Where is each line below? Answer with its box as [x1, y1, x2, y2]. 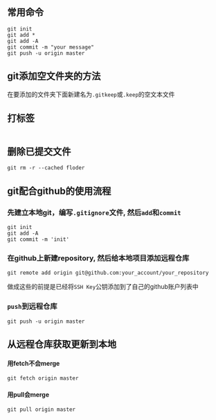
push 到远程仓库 [7, 301, 57, 311]
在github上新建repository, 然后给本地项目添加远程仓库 [7, 253, 190, 262]
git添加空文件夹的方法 [7, 70, 101, 82]
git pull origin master [7, 406, 76, 413]
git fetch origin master [7, 375, 79, 382]
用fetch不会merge [7, 359, 60, 367]
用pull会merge [7, 390, 50, 398]
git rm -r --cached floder [7, 165, 85, 171]
